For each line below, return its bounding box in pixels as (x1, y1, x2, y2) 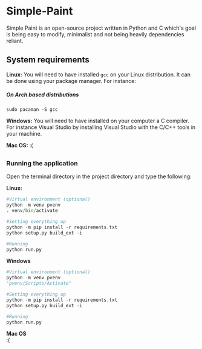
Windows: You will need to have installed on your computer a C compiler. (6, 117, 189, 124)
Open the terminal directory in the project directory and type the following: (6, 173, 192, 180)
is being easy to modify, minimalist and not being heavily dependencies (6, 30, 184, 38)
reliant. (6, 37, 24, 44)
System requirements (6, 55, 90, 65)
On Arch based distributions (6, 91, 79, 98)
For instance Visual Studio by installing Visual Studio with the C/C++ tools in (6, 123, 196, 131)
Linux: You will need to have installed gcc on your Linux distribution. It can (6, 71, 191, 78)
